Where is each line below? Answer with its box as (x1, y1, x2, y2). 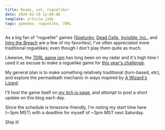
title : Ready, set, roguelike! (5, 7, 69, 12)
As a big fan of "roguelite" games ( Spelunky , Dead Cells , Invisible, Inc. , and (5, 35, 158, 41)
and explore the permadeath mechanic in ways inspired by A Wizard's (5, 75, 147, 81)
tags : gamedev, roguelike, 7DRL (5, 21, 71, 26)
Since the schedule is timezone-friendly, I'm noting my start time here (5, 104, 147, 110)
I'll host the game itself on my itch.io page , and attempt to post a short (5, 89, 148, 95)
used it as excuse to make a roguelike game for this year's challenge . (5, 60, 145, 66)
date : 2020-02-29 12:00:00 (5, 12, 61, 17)
